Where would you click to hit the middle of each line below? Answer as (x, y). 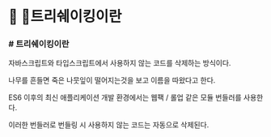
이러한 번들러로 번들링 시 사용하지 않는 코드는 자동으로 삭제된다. (109, 125)
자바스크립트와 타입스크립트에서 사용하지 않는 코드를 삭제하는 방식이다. (120, 63)
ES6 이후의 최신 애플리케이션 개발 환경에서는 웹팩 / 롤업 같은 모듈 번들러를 (125, 97)
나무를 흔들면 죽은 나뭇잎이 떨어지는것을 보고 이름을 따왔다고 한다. (112, 80)
